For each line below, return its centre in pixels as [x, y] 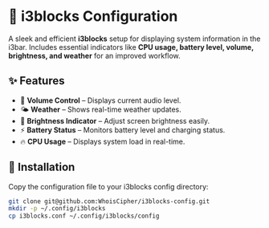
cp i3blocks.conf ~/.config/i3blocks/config [84, 216]
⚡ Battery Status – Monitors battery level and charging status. [122, 130]
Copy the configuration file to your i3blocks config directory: [108, 186]
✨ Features [37, 81]
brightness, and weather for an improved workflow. [94, 55]
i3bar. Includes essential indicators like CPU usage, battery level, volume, [131, 47]
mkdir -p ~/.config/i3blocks [57, 209]
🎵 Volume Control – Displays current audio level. [100, 100]
